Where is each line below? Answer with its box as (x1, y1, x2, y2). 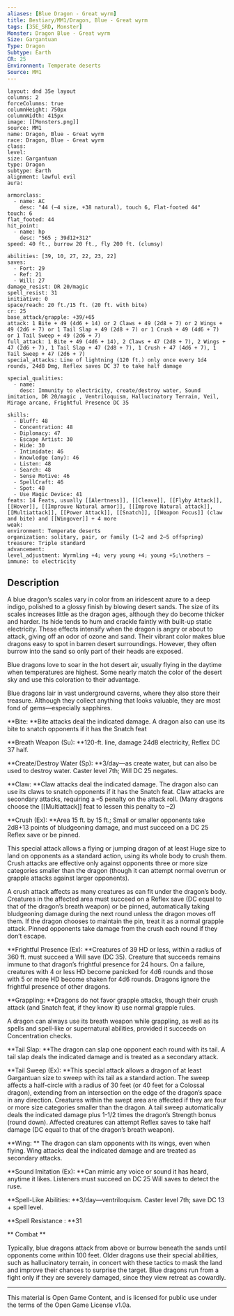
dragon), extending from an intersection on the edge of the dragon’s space (7, 1089, 222, 1097)
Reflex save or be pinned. (7, 831, 81, 839)
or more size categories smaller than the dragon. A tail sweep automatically (7, 1103, 224, 1112)
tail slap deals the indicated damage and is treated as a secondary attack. (7, 1053, 219, 1061)
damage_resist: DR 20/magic (7, 283, 89, 290)
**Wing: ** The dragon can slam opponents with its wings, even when (7, 1139, 210, 1148)
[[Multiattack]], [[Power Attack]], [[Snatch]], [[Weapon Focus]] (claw (7, 509, 223, 516)
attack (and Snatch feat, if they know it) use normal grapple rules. (7, 1003, 196, 1012)
